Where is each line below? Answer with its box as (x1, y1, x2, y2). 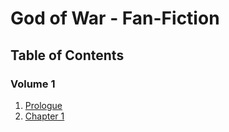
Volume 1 (10, 77, 56, 91)
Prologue (24, 99, 63, 111)
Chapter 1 (24, 110, 65, 122)
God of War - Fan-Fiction (10, 7, 220, 30)
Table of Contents (10, 47, 125, 64)
